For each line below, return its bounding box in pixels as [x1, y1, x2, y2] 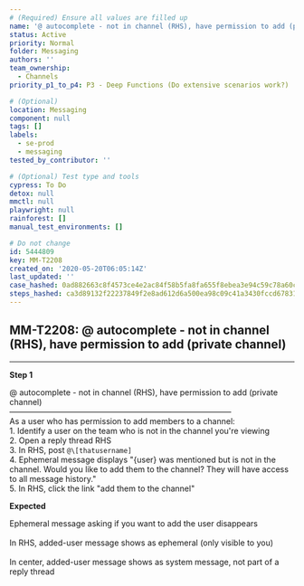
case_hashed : [9, 281, 59, 290]
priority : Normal [9, 38, 75, 48]
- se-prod [17, 139, 54, 148]
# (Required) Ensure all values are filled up [9, 13, 188, 23]
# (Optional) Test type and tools [9, 172, 140, 181]
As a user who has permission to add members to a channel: [9, 415, 235, 426]
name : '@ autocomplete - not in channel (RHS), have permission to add [9, 22, 285, 31]
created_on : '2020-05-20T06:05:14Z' [9, 264, 147, 273]
